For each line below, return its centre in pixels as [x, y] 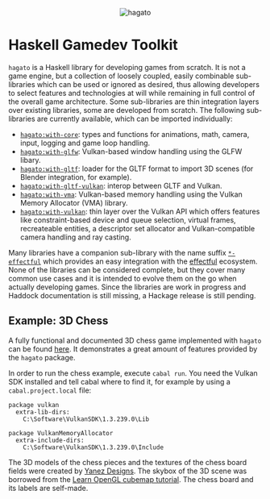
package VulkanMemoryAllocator [61, 433]
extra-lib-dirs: [43, 412]
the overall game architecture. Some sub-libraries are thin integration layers [134, 102]
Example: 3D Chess [58, 321]
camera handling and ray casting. [75, 237]
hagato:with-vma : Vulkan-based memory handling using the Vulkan [131, 194]
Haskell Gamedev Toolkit [93, 45]
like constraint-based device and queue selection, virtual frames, [128, 220]
